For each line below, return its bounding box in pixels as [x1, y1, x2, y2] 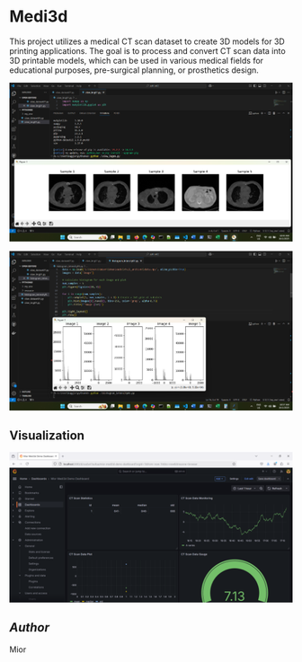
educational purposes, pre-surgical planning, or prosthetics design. [9, 65, 259, 75]
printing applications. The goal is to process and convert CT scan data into [9, 45, 286, 56]
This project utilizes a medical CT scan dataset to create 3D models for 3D [9, 36, 285, 47]
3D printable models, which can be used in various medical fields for [9, 55, 263, 66]
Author [9, 620, 50, 635]
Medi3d [9, 6, 68, 27]
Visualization [9, 428, 85, 443]
